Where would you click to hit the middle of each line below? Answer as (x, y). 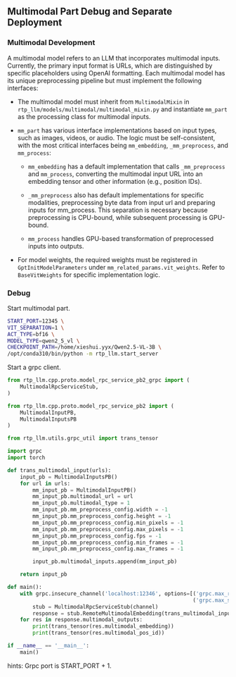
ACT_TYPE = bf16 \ (31, 334)
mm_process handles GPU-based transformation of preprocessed (121, 238)
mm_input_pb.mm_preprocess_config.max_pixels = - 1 (108, 529)
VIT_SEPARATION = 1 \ (36, 328)
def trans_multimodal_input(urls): (59, 470)
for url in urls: (45, 483)
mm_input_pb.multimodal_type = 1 (81, 503)
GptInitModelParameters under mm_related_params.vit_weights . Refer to (121, 267)
